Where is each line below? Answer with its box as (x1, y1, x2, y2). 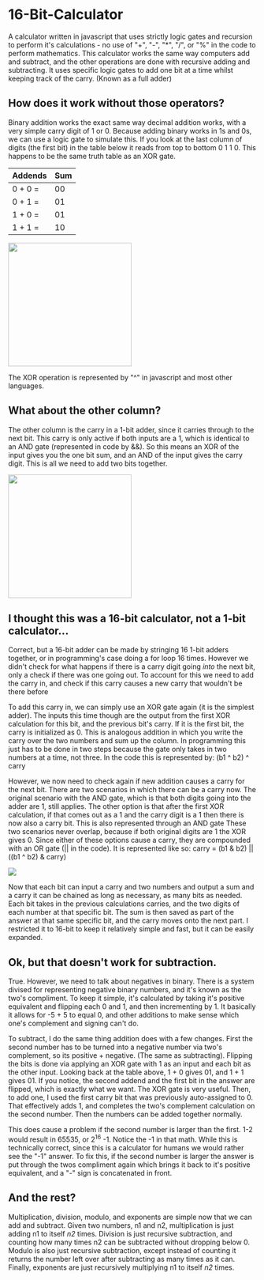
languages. (8, 381, 45, 391)
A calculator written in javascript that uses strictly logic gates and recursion (8, 32, 253, 41)
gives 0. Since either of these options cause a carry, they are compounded (8, 836, 251, 845)
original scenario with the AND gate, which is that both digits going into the (8, 793, 251, 803)
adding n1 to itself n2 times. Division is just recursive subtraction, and (8, 1229, 232, 1238)
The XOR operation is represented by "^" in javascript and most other (8, 372, 232, 382)
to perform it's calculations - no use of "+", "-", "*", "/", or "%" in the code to (8, 40, 256, 49)
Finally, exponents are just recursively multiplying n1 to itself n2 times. (8, 1263, 235, 1272)
